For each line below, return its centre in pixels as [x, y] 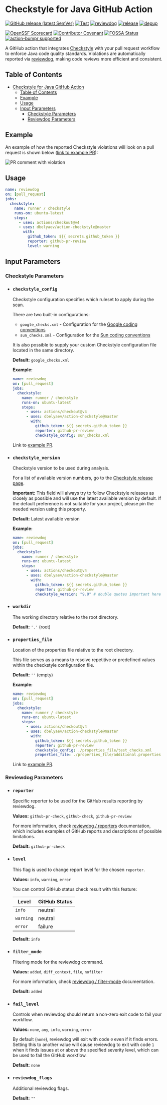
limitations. [24, 837]
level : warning [43, 246]
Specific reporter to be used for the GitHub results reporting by [77, 801]
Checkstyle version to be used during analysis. [61, 468]
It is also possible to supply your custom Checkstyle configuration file [85, 345]
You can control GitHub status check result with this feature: [75, 889]
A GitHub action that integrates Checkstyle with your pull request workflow [82, 48]
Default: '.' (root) [32, 627]
